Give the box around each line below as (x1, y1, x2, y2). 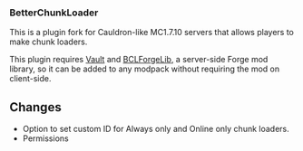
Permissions (22, 133, 70, 144)
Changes (9, 99, 62, 115)
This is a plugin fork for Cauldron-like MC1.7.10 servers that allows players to (9, 27, 295, 38)
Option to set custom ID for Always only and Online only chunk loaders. (22, 124, 290, 135)
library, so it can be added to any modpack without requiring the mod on (9, 63, 280, 74)
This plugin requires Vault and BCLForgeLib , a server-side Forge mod (9, 54, 269, 65)
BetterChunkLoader (9, 6, 99, 19)
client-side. (9, 73, 52, 84)
